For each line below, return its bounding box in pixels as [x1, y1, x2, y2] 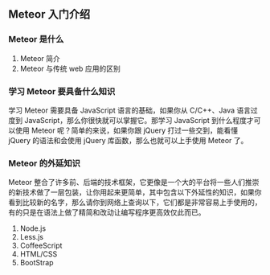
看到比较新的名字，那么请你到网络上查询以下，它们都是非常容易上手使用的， [8, 198, 262, 207]
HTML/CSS [19, 249, 58, 259]
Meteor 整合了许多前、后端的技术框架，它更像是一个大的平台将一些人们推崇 [8, 178, 260, 187]
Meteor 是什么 [8, 34, 64, 45]
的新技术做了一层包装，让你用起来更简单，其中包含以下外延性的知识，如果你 [8, 187, 262, 197]
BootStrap [19, 258, 54, 268]
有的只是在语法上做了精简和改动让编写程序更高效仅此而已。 [8, 207, 206, 217]
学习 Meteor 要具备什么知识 [8, 85, 116, 96]
